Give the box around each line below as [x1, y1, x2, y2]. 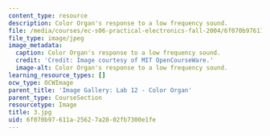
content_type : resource [8, 11, 88, 20]
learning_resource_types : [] [8, 71, 106, 79]
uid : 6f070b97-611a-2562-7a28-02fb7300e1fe [8, 116, 157, 124]
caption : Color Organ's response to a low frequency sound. [15, 49, 221, 57]
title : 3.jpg [8, 109, 52, 117]
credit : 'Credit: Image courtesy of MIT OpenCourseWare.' [15, 57, 215, 65]
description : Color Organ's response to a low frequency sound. [8, 19, 228, 27]
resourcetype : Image [8, 101, 78, 109]
